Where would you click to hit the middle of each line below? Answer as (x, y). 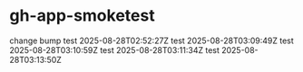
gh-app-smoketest (83, 16)
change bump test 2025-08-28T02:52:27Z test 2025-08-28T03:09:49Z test (152, 40)
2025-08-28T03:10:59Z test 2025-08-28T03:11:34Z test (115, 49)
